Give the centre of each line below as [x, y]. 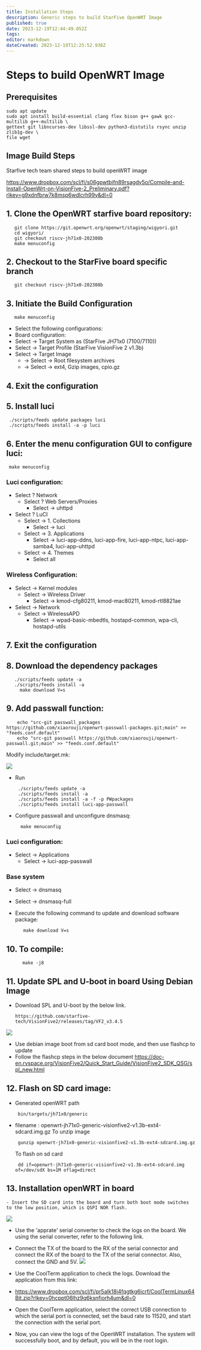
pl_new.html [30, 1070]
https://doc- [150, 1056]
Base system [25, 876]
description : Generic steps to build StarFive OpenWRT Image [84, 17]
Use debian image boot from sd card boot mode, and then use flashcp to [105, 1044]
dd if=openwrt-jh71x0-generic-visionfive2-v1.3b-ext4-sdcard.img [101, 1165]
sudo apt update [26, 111]
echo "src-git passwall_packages [59, 722]
